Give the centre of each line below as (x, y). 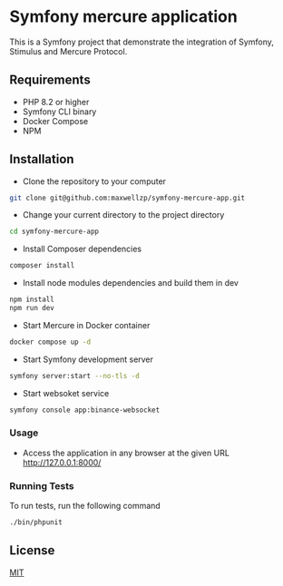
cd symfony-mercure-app (54, 232)
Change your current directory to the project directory (123, 215)
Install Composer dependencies (82, 249)
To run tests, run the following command (85, 506)
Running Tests (42, 485)
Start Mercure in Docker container (86, 325)
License (32, 551)
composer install (42, 266)
